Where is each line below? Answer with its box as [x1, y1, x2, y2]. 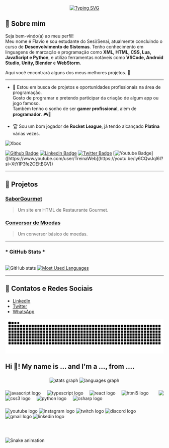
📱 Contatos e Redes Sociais [5, 284, 93, 293]
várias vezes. [12, 130, 40, 136]
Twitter [12, 303, 28, 309]
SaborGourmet [5, 195, 43, 203]
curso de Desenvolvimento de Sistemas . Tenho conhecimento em [5, 43, 144, 49]
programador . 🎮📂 [12, 111, 51, 117]
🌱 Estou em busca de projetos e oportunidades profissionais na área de [12, 84, 161, 90]
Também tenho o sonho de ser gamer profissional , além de [12, 106, 137, 112]
